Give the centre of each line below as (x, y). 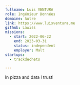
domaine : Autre (20, 18)
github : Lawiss (20, 28)
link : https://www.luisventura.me (40, 23)
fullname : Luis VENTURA (29, 9)
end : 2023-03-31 (30, 41)
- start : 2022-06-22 (30, 37)
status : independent (35, 46)
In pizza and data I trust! (29, 77)
